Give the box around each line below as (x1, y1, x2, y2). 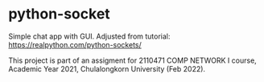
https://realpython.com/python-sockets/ (8, 39, 142, 49)
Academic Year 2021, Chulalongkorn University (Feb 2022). (8, 64, 206, 73)
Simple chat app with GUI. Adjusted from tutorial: (8, 31, 171, 41)
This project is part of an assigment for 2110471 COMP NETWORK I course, (8, 55, 258, 65)
